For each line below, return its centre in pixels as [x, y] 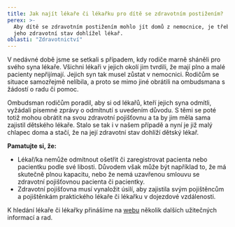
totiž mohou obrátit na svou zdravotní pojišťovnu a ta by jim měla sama [109, 118]
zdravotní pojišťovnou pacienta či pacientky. [81, 182]
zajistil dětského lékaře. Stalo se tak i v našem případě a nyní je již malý [110, 125]
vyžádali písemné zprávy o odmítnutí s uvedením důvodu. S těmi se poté [112, 110]
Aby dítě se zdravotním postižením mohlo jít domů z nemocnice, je [114, 27]
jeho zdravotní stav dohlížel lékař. [69, 33]
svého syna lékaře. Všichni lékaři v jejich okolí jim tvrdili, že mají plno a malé [116, 67]
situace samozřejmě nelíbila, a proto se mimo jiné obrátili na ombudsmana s [116, 82]
